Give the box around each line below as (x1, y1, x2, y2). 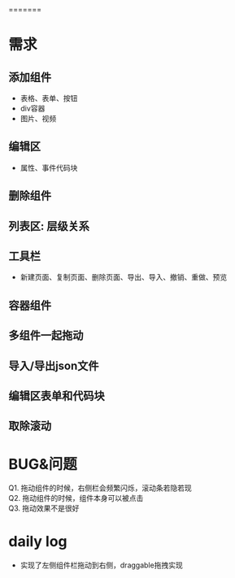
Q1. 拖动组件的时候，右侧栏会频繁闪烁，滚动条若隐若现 (8, 483, 193, 493)
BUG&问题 (8, 454, 77, 473)
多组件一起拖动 (8, 328, 84, 342)
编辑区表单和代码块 (8, 389, 105, 402)
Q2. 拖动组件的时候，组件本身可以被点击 (8, 493, 144, 503)
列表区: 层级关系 (8, 219, 89, 233)
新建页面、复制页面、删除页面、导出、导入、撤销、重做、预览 (20, 272, 228, 282)
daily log (8, 532, 67, 551)
